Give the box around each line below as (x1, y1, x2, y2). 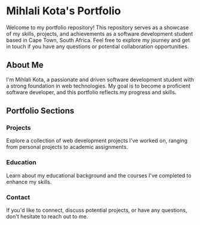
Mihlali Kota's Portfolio (6, 4, 121, 18)
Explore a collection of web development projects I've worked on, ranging (6, 137, 188, 144)
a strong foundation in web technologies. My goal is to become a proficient (6, 82, 191, 89)
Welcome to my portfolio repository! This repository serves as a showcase (6, 24, 189, 31)
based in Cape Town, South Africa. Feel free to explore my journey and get (6, 36, 190, 43)
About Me (6, 60, 44, 70)
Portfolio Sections (6, 106, 75, 116)
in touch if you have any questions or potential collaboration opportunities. (6, 43, 189, 50)
